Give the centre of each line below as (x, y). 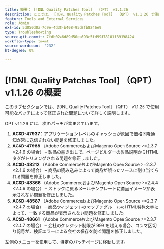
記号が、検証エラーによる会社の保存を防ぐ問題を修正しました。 (81, 231)
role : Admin (17, 23)
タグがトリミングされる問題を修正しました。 (57, 158)
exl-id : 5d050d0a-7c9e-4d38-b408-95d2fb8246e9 (53, 28)
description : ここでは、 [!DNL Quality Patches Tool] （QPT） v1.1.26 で (80, 14)
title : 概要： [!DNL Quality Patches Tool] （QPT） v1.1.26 (67, 10)
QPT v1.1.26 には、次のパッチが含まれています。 (53, 124)
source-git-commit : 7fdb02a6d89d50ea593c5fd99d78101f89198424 (70, 37)
